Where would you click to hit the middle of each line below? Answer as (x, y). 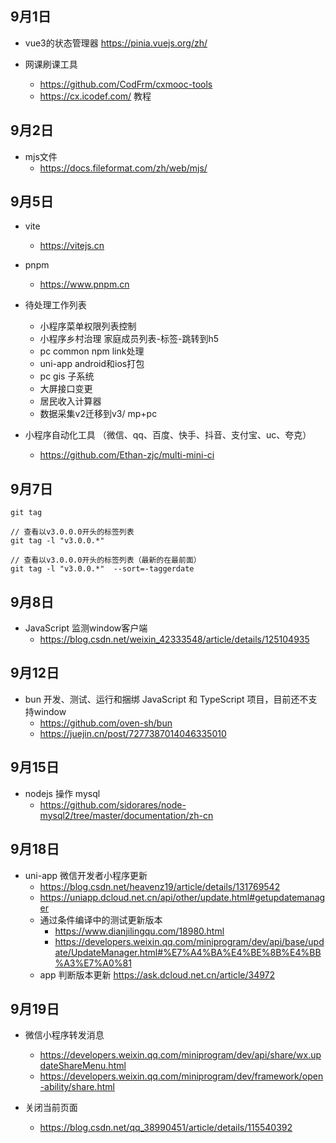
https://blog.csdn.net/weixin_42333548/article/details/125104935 (174, 639)
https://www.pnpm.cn (84, 284)
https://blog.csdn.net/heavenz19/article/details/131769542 (160, 886)
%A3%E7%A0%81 (93, 963)
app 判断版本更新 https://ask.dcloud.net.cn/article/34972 (157, 974)
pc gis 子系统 (67, 376)
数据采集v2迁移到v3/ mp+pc (98, 414)
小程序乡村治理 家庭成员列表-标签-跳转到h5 (129, 339)
